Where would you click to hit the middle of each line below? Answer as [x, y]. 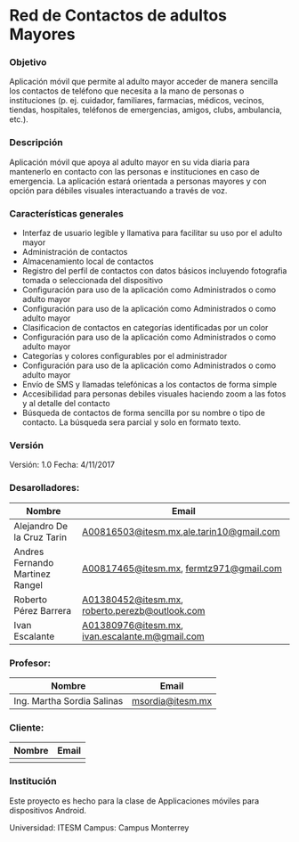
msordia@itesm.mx [172, 700]
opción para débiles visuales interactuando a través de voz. [118, 190]
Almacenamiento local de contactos [88, 262]
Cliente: [27, 727]
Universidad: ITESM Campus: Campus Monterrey [99, 827]
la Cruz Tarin [40, 537]
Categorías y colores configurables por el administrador [125, 356]
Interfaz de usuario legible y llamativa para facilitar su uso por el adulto [152, 233]
